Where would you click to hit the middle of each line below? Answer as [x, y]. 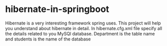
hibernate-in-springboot [57, 9]
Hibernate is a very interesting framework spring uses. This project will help [83, 23]
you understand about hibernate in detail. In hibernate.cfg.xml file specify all [84, 28]
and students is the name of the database [48, 39]
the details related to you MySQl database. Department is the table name [80, 33]
